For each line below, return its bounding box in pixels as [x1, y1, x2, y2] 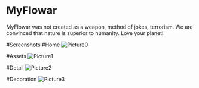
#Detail [6, 64, 24, 71]
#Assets [6, 52, 27, 59]
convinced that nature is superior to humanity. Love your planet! [6, 29, 164, 36]
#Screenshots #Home [6, 41, 60, 48]
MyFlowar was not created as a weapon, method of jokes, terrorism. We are [6, 23, 193, 30]
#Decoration [6, 76, 37, 83]
